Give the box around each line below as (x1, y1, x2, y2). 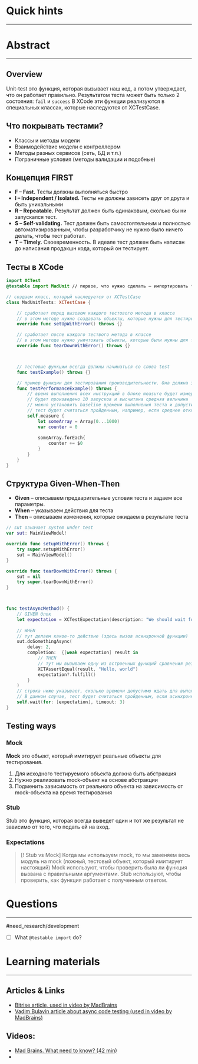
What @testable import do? (14, 934, 82, 941)
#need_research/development (6, 923, 80, 930)
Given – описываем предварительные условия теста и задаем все (14, 494, 183, 502)
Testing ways (6, 721, 57, 731)
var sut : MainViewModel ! (6, 531, 67, 536)
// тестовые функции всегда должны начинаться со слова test (16, 364, 170, 370)
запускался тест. (14, 214, 57, 221)
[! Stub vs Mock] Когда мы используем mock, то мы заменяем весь (20, 852, 190, 859)
